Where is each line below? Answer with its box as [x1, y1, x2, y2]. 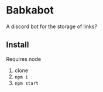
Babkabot [6, 4, 54, 17]
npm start [14, 80, 39, 86]
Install [6, 40, 29, 50]
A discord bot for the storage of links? [6, 23, 98, 30]
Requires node [6, 55, 42, 62]
